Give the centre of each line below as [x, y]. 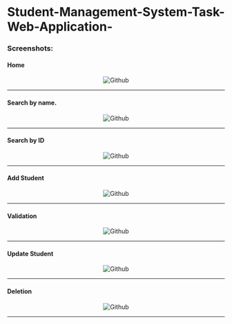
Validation [22, 216]
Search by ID [26, 141]
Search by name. [32, 102]
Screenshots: [30, 48]
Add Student [26, 178]
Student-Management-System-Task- [116, 12]
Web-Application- [60, 27]
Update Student [30, 253]
